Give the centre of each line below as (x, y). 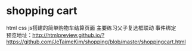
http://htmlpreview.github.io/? (69, 35)
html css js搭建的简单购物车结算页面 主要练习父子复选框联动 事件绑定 (91, 28)
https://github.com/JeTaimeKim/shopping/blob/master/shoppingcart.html (96, 42)
